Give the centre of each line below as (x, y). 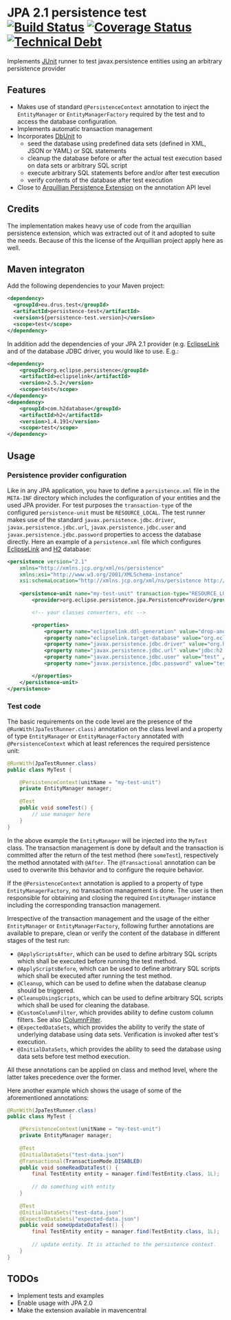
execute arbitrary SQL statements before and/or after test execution (123, 172)
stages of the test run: (38, 940)
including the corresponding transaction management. (84, 905)
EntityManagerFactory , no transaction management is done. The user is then (115, 890)
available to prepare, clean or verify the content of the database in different (113, 933)
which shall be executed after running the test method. (95, 976)
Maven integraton (46, 269)
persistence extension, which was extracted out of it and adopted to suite (111, 233)
